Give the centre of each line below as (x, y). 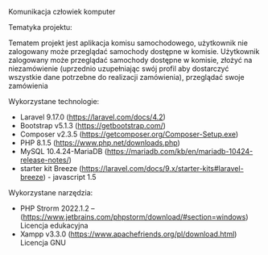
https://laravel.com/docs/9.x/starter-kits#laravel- (163, 168)
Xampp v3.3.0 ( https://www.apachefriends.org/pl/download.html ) (128, 234)
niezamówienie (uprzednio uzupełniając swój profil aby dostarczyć (119, 69)
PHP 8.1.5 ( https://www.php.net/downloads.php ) (100, 143)
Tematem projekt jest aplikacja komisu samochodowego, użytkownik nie (128, 43)
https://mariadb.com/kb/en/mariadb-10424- (180, 151)
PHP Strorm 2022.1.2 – (57, 208)
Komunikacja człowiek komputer (62, 12)
